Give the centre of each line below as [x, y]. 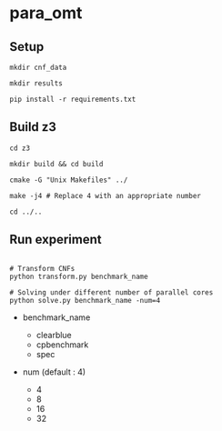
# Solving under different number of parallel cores [111, 292]
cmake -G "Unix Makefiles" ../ [69, 180]
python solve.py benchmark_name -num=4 [85, 300]
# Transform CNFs [42, 268]
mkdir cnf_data [38, 67]
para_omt [46, 13]
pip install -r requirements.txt [73, 99]
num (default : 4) [54, 372]
